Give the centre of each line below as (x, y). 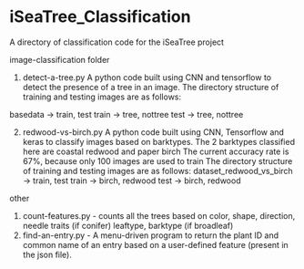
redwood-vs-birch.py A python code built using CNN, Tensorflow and (153, 132)
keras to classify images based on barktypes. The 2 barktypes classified (159, 141)
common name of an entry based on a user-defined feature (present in (155, 244)
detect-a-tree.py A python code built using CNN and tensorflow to (147, 77)
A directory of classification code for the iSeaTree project (117, 42)
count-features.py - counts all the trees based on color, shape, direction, (159, 215)
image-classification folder (60, 59)
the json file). (47, 254)
